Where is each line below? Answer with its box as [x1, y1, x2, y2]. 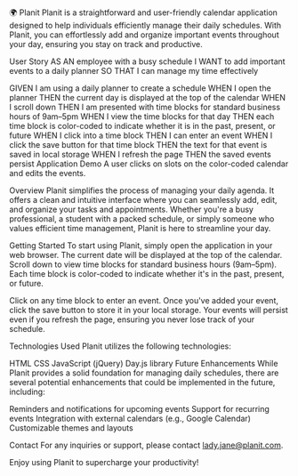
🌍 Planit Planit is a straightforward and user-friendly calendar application [9, 7, 278, 18]
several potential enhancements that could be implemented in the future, [9, 377, 276, 387]
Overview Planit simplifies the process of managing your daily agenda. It [9, 185, 275, 196]
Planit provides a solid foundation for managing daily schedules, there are [9, 367, 279, 378]
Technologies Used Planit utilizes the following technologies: [9, 341, 231, 351]
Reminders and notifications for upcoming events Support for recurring [9, 404, 270, 414]
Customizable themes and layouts [9, 423, 133, 433]
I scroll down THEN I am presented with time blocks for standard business [9, 101, 281, 112]
